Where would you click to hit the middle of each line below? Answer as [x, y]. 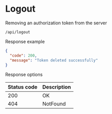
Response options [24, 74]
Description [57, 87]
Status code [23, 87]
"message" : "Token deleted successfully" [54, 60]
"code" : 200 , [23, 55]
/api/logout [18, 32]
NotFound [54, 104]
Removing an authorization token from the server [56, 23]
